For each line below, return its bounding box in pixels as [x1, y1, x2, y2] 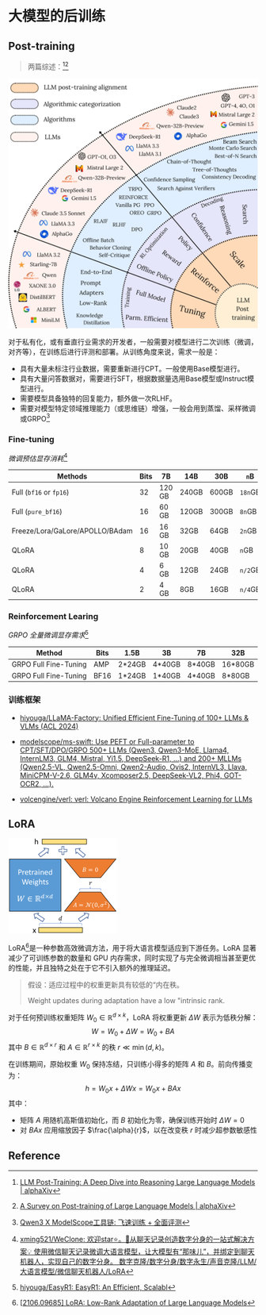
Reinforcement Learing [8, 610, 99, 621]
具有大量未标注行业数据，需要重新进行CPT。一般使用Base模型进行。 [19, 363, 245, 373]
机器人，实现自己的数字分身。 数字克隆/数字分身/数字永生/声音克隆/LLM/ [19, 1257, 257, 1267]
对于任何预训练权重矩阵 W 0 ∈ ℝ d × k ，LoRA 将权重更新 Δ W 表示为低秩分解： [8, 1011, 258, 1024]
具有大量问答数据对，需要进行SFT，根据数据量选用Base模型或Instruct [19, 374, 248, 383]
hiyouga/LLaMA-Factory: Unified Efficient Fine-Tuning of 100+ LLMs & [19, 713, 249, 722]
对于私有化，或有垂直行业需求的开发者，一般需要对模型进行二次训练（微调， [8, 336, 258, 346]
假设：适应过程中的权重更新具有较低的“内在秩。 [27, 979, 184, 989]
